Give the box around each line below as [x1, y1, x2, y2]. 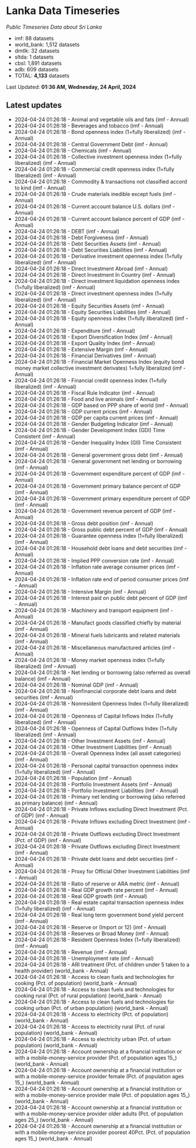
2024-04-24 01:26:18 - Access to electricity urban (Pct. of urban [14, 1035, 171, 1042]
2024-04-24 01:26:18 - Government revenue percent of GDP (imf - [14, 507, 176, 514]
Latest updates [6, 101, 62, 111]
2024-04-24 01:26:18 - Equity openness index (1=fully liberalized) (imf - [14, 315, 188, 322]
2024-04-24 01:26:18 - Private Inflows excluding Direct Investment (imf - [14, 818, 191, 825]
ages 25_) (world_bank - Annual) [14, 1116, 94, 1123]
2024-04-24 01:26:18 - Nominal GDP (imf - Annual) [14, 681, 139, 688]
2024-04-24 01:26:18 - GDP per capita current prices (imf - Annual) [14, 414, 178, 421]
